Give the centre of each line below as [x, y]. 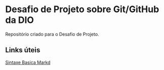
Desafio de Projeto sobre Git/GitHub [82, 9]
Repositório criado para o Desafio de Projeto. [52, 34]
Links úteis [23, 50]
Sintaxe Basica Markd [28, 62]
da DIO [20, 20]
